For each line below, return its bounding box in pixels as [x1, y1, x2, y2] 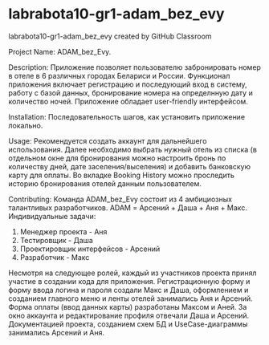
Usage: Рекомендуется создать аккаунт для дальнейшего [8, 136, 207, 145]
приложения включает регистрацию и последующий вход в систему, [8, 79, 247, 89]
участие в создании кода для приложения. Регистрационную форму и [8, 276, 251, 286]
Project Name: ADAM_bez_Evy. [8, 47, 112, 56]
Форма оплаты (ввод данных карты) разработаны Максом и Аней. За [8, 302, 247, 311]
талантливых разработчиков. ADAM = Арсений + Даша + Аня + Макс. [8, 202, 247, 213]
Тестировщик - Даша [19, 235, 94, 245]
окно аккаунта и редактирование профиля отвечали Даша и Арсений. [8, 310, 250, 320]
